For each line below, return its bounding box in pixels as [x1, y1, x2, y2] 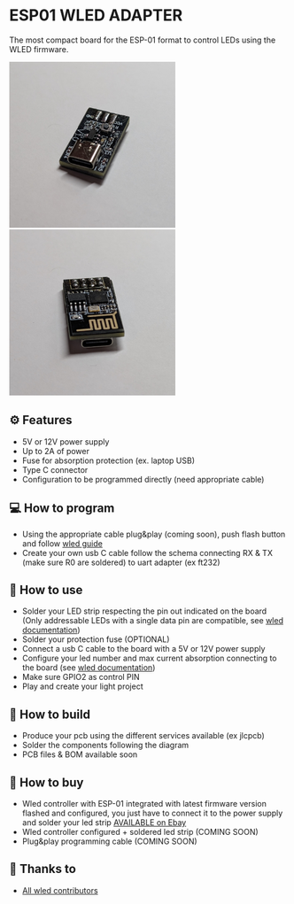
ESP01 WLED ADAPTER [9, 5, 183, 26]
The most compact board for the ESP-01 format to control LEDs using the [9, 35, 276, 45]
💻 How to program [9, 501, 115, 516]
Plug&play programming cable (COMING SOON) [21, 836, 197, 846]
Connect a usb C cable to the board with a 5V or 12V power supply [21, 644, 266, 654]
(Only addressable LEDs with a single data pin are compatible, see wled [21, 615, 283, 626]
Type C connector [21, 464, 89, 475]
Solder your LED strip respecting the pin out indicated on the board [21, 606, 267, 616]
